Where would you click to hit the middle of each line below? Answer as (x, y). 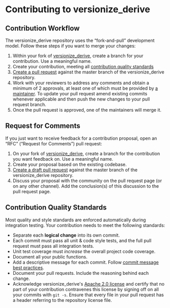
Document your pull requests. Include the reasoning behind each (81, 273)
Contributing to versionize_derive (78, 9)
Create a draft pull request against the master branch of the (75, 170)
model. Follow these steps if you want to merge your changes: (70, 46)
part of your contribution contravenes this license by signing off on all (86, 289)
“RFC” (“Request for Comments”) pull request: (54, 143)
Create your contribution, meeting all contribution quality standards (83, 67)
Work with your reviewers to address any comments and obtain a (81, 83)
